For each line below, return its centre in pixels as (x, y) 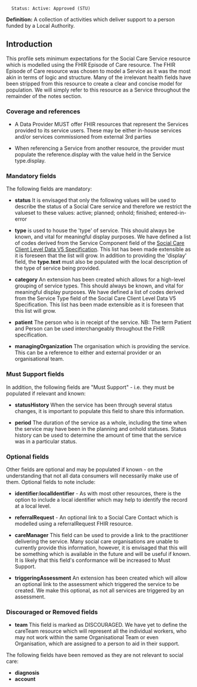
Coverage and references (43, 111)
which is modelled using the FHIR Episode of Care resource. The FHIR (91, 64)
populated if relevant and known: (46, 393)
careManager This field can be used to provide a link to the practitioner (101, 535)
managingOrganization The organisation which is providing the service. (102, 346)
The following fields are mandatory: (49, 189)
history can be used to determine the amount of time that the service (98, 435)
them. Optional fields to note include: (51, 482)
